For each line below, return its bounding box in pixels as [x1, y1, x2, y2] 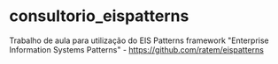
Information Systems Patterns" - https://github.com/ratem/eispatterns [9, 44, 264, 54]
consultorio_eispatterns [9, 6, 189, 26]
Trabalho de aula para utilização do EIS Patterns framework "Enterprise [9, 35, 270, 46]
